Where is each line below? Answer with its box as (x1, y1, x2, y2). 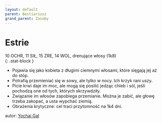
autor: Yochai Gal (5, 113, 40, 119)
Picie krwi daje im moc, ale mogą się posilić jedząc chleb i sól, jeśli (12, 83, 146, 89)
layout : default (5, 7, 38, 12)
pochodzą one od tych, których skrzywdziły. (12, 88, 101, 94)
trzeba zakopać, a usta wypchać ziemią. (12, 98, 93, 104)
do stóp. (12, 73, 29, 78)
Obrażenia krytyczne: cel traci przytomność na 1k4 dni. (12, 104, 123, 109)
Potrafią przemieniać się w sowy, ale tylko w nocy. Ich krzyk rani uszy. (12, 78, 153, 84)
